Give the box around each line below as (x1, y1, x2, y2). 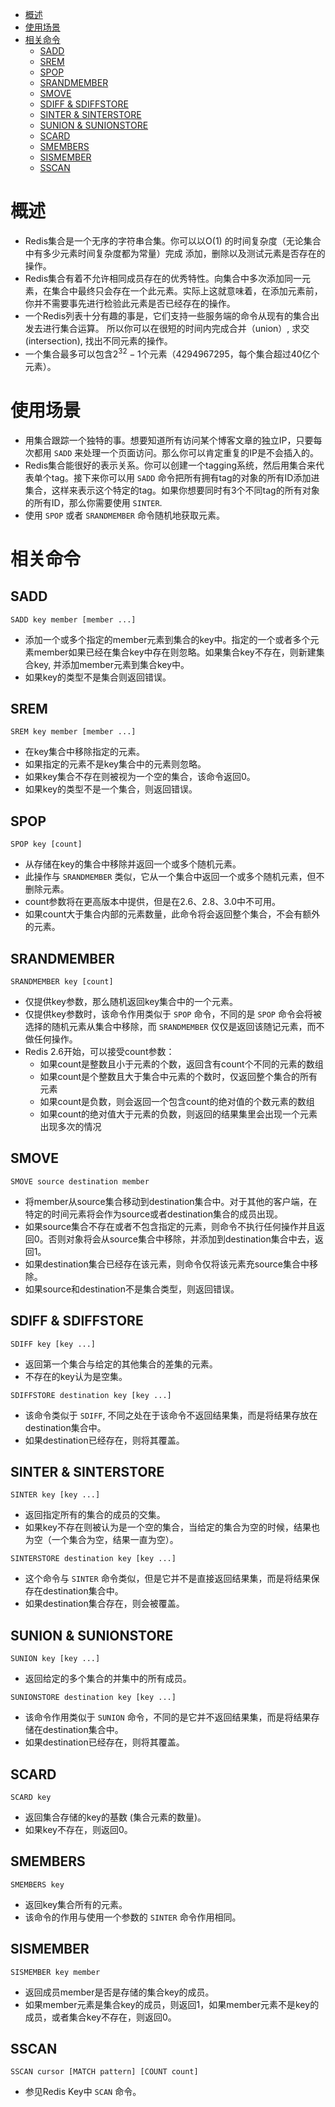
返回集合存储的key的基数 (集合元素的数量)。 (24, 1811, 207, 1823)
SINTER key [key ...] (10, 1490, 101, 1500)
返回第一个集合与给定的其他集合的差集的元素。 (24, 1358, 218, 1370)
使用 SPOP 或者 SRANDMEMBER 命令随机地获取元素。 (24, 509, 225, 521)
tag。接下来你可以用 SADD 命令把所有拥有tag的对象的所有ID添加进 (51, 471, 320, 483)
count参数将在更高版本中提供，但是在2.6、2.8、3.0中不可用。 (24, 896, 281, 908)
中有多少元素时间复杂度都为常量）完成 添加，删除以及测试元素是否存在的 (24, 247, 326, 259)
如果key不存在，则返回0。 (24, 1824, 133, 1836)
